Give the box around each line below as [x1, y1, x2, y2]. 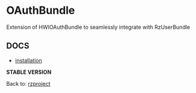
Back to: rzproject [6, 80, 51, 87]
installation [14, 56, 42, 64]
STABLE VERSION [6, 68, 52, 76]
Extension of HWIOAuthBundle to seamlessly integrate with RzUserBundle [6, 23, 191, 31]
